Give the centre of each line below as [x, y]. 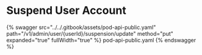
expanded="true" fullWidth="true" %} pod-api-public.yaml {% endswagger [101, 40]
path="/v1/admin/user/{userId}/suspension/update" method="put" [90, 33]
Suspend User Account [66, 11]
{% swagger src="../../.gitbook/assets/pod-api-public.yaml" [81, 27]
